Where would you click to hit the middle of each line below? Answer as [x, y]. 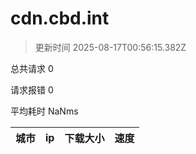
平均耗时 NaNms [44, 111]
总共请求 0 [32, 68]
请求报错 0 [32, 89]
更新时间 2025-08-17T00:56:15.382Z [110, 47]
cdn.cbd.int [60, 18]
